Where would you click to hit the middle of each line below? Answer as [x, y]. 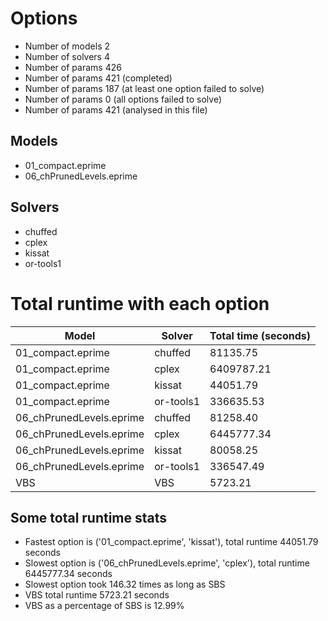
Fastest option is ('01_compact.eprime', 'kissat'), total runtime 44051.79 [171, 542]
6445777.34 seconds [68, 574]
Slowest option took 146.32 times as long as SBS [125, 584]
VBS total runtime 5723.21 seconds [97, 595]
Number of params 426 [73, 67]
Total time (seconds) [260, 335]
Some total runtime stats [89, 517]
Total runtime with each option [140, 303]
